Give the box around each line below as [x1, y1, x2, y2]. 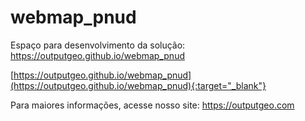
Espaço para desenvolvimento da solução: [10, 39, 186, 51]
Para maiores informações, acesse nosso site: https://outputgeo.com [10, 99, 295, 111]
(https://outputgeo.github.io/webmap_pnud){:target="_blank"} [10, 79, 267, 91]
